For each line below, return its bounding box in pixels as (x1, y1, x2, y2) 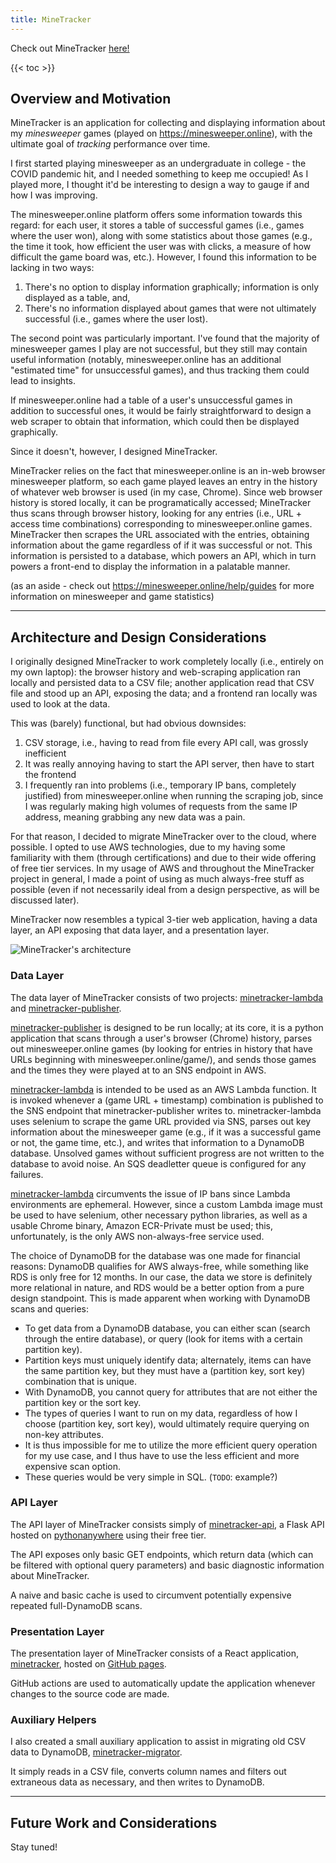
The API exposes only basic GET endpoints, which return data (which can (10, 1548, 314, 1560)
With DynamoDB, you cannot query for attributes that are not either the (24, 1386, 318, 1398)
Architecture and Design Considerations (10, 629, 267, 646)
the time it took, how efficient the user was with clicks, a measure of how (10, 241, 312, 253)
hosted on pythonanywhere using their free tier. (10, 1529, 207, 1541)
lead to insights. (10, 375, 77, 387)
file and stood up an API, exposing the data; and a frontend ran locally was (10, 687, 318, 700)
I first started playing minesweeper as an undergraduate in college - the (10, 157, 307, 170)
